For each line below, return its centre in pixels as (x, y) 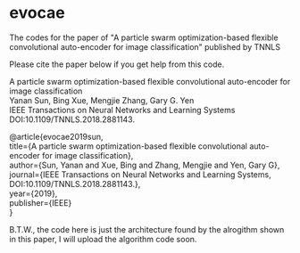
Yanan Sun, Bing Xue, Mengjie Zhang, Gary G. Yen (102, 100)
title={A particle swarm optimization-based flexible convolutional (129, 146)
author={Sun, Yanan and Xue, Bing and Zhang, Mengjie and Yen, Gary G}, (145, 165)
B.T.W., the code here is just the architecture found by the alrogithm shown (147, 229)
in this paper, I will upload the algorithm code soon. (103, 239)
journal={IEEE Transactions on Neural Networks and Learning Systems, (140, 174)
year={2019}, (33, 193)
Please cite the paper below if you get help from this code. (117, 64)
